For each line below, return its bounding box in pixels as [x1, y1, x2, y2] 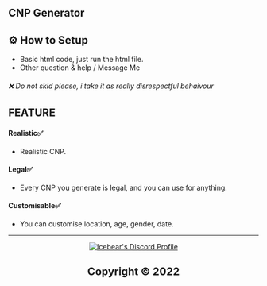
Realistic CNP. [19, 146, 67, 156]
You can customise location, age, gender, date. [19, 219, 174, 229]
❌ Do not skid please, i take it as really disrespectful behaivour [8, 81, 215, 91]
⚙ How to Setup [8, 33, 89, 47]
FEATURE [8, 106, 56, 120]
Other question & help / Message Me [19, 63, 141, 72]
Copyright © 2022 [87, 265, 180, 279]
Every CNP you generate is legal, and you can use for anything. [19, 183, 228, 192]
